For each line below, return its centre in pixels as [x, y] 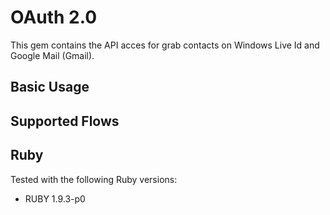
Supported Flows [65, 121]
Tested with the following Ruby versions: [94, 179]
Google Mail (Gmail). [52, 55]
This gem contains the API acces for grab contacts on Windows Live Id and [165, 45]
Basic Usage [50, 87]
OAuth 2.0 [54, 17]
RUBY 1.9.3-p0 [55, 198]
